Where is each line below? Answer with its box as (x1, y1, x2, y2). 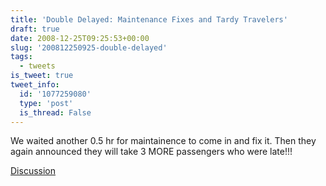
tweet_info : (10, 80, 60, 90)
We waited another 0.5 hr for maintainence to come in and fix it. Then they (10, 135, 317, 147)
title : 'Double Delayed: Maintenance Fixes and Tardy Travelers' (10, 14, 288, 25)
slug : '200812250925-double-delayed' (10, 42, 168, 53)
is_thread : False (19, 107, 92, 118)
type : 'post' (19, 98, 74, 108)
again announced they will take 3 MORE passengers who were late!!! (10, 146, 293, 158)
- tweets (19, 61, 56, 71)
